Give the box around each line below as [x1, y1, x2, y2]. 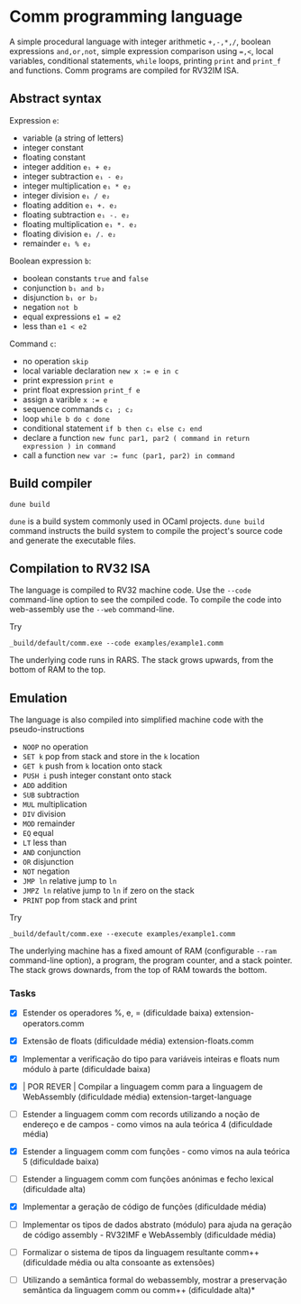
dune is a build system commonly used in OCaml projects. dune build [9, 516, 265, 527]
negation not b [22, 301, 78, 312]
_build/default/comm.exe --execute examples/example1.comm [9, 930, 236, 939]
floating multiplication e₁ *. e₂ [22, 218, 138, 229]
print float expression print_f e [22, 384, 141, 395]
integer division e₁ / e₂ [22, 189, 111, 200]
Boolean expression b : [9, 255, 92, 266]
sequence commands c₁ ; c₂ [22, 403, 133, 414]
